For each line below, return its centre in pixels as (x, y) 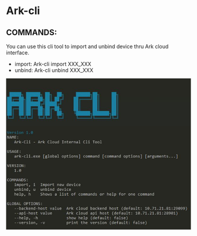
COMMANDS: (32, 33)
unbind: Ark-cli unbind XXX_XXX (54, 70)
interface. (18, 53)
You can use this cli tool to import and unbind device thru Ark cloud (87, 46)
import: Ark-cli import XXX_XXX (53, 64)
